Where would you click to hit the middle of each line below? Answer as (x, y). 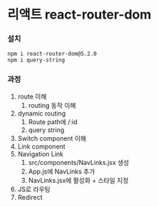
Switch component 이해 (52, 138)
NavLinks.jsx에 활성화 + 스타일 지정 (78, 180)
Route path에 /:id (53, 121)
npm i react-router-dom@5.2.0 (52, 54)
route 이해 (32, 96)
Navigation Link (41, 153)
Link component (41, 146)
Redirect (30, 197)
